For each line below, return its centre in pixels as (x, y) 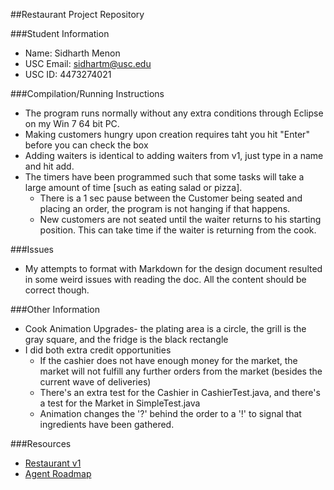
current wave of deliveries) (95, 382)
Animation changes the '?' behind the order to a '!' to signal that (170, 413)
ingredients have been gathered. (107, 424)
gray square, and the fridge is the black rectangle (126, 339)
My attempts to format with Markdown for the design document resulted (173, 268)
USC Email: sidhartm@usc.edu (88, 63)
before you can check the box (86, 145)
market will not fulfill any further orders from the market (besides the (181, 371)
